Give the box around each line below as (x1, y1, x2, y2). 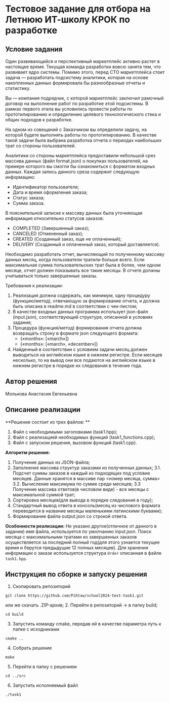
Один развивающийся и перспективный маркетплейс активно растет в (5, 58, 160, 64)
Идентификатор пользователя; (12, 184, 79, 190)
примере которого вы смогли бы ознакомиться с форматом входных (5, 163, 155, 169)
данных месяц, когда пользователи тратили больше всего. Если (5, 257, 145, 262)
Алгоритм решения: (5, 449, 50, 455)
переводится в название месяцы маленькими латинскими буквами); (12, 508, 163, 514)
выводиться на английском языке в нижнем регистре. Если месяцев (12, 352, 163, 358)
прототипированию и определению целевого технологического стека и (5, 111, 161, 117)
